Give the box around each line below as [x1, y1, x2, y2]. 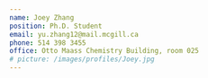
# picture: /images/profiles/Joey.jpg [9, 55, 155, 64]
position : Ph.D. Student [9, 22, 103, 30]
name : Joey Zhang [9, 13, 75, 22]
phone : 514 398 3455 [9, 38, 87, 48]
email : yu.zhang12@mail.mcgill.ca [9, 30, 140, 39]
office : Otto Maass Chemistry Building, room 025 [9, 47, 200, 56]
